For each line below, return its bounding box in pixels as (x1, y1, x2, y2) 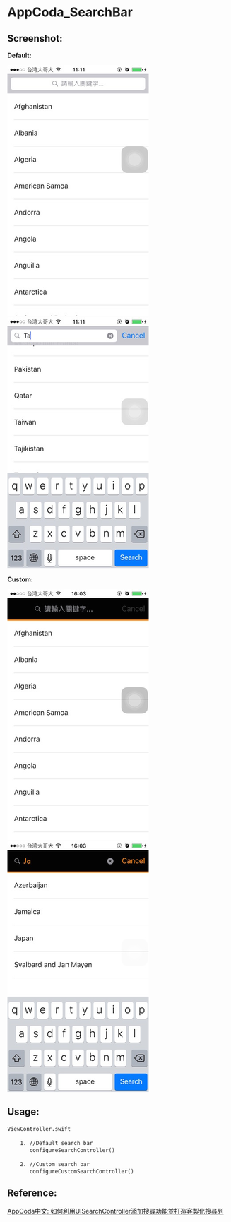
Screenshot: (7, 32, 63, 45)
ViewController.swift (7, 1125, 71, 1132)
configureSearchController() (29, 1146, 115, 1153)
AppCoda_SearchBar (7, 4, 133, 20)
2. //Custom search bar (20, 1161, 90, 1168)
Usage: (7, 1106, 40, 1118)
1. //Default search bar (20, 1139, 93, 1146)
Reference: (7, 1187, 57, 1199)
